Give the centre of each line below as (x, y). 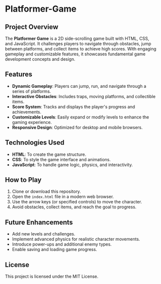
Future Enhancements (39, 222)
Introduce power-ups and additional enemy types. (62, 244)
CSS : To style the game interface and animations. (61, 159)
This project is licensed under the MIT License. (52, 276)
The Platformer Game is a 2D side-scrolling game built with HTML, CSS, (77, 38)
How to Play (23, 180)
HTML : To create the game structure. (49, 154)
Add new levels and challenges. (44, 234)
